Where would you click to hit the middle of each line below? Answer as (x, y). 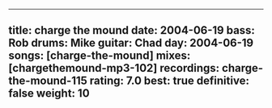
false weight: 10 (49, 93)
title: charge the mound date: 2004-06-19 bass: (132, 30)
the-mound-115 (48, 81)
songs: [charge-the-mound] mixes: (100, 56)
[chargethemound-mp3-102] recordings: (114, 68)
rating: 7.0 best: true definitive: (169, 81)
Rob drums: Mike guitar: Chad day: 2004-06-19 (131, 43)
